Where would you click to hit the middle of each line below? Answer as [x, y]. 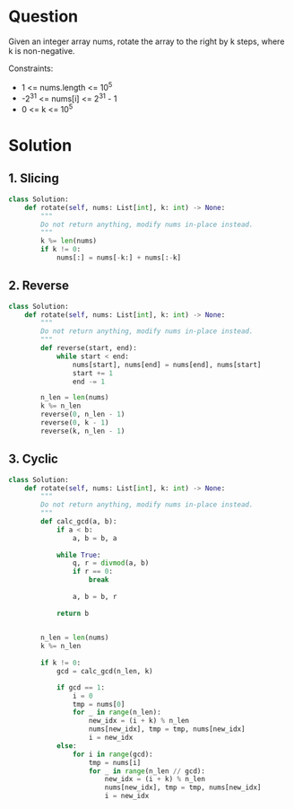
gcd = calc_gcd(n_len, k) [104, 671]
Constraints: [31, 68]
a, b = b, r [95, 596]
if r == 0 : [93, 572]
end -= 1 [88, 382]
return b [73, 613]
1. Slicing [34, 178]
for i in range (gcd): [112, 754]
